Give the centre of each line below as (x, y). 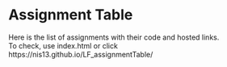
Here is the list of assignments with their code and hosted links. (114, 37)
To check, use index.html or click (63, 45)
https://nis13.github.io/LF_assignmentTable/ (81, 54)
